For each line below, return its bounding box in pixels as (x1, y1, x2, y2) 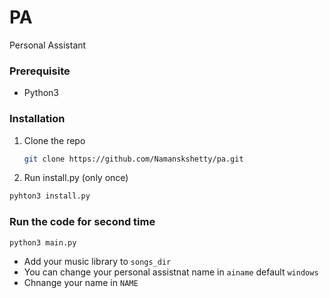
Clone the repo (23, 134, 86, 146)
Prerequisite (9, 64, 71, 78)
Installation (9, 112, 66, 126)
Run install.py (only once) (23, 172, 129, 184)
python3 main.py (9, 237, 77, 248)
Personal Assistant (9, 39, 87, 51)
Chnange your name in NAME (23, 277, 139, 289)
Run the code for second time (9, 215, 156, 229)
